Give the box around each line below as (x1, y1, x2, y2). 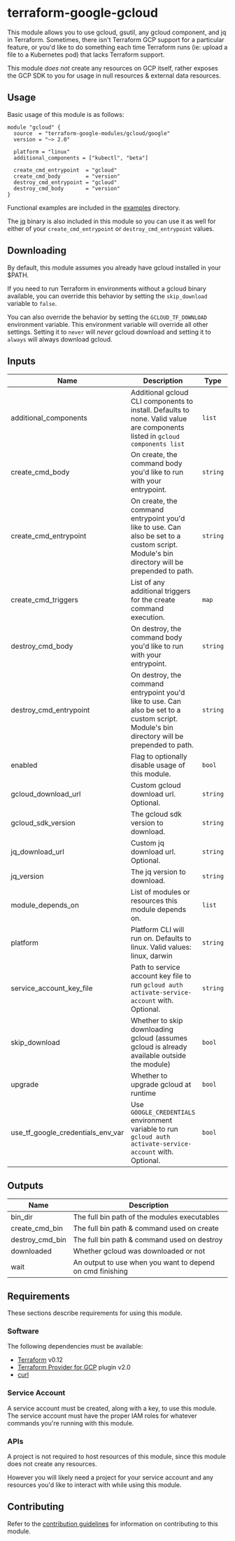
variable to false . (7, 299, 57, 307)
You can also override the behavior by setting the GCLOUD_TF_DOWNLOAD (7, 313, 208, 321)
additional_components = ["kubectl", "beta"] (13, 154, 149, 162)
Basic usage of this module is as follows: (7, 110, 124, 118)
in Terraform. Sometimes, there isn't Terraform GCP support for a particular (7, 35, 225, 43)
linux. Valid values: (130, 943, 192, 952)
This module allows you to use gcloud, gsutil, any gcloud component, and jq (7, 28, 227, 36)
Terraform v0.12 (17, 1356, 63, 1364)
